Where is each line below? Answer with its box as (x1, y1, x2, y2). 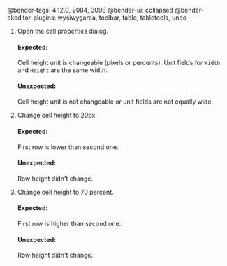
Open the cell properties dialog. (17, 27, 109, 35)
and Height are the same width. (17, 66, 108, 74)
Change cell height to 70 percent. (17, 188, 114, 196)
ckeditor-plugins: (7, 13, 57, 22)
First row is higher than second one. (17, 220, 122, 228)
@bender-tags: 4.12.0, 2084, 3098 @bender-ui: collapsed (7, 6, 173, 14)
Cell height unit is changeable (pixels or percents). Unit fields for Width (17, 59, 221, 67)
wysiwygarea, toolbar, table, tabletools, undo (57, 13, 187, 22)
